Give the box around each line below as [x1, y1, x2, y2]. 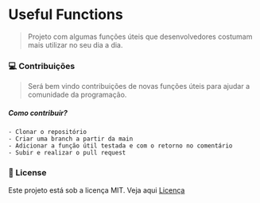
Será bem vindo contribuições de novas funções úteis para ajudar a [27, 82, 250, 91]
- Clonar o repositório [8, 128, 87, 136]
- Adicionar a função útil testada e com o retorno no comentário [8, 142, 233, 150]
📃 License [8, 167, 47, 178]
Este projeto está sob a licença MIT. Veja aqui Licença [8, 185, 185, 195]
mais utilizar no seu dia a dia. [27, 40, 123, 49]
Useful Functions [8, 6, 123, 24]
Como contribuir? [8, 108, 68, 117]
